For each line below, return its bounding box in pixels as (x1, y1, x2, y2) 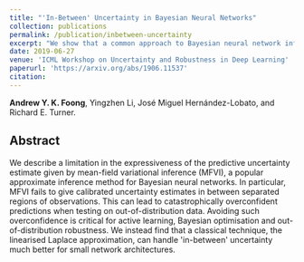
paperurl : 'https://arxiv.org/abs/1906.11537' (9, 64, 188, 73)
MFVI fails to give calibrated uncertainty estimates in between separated (9, 186, 280, 197)
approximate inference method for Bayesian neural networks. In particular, (9, 176, 287, 187)
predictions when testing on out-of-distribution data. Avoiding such (9, 205, 261, 216)
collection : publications (9, 22, 107, 31)
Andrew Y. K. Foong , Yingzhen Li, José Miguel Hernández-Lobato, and (9, 97, 275, 108)
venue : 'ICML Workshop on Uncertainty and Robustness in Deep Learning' (9, 55, 290, 64)
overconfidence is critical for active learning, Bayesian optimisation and (9, 215, 276, 226)
